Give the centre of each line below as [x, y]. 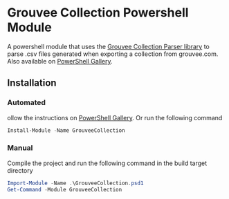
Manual [20, 148]
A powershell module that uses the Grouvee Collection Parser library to [108, 46]
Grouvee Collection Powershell [98, 13]
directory [20, 170]
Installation [32, 83]
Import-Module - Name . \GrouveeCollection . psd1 [75, 183]
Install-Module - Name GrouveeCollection [66, 130]
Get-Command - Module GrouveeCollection [65, 189]
